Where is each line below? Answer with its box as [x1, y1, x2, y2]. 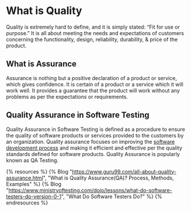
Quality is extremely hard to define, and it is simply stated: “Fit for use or [6, 23, 180, 30]
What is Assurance [6, 59, 77, 69]
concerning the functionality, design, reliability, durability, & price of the [6, 36, 178, 43]
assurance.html [6, 174, 44, 181]
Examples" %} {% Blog [6, 180, 61, 188]
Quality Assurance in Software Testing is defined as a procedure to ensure [6, 126, 185, 133]
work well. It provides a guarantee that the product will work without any [6, 87, 180, 94]
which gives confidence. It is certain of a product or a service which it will [6, 81, 184, 88]
